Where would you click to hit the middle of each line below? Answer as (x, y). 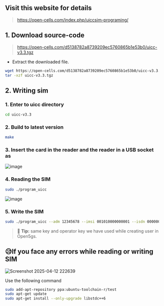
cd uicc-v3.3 (18, 115)
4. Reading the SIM (28, 179)
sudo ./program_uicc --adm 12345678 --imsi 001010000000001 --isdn (75, 222)
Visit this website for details (48, 8)
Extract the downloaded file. (41, 62)
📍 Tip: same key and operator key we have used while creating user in (88, 231)
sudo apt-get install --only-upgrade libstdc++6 (55, 299)
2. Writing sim (27, 90)
